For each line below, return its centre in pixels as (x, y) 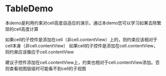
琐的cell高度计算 (22, 29)
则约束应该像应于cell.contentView (40, 52)
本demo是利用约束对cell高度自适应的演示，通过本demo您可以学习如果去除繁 (83, 23)
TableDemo (29, 9)
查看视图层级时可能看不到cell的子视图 (48, 68)
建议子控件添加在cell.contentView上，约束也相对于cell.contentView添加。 (80, 62)
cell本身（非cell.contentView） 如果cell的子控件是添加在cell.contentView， (82, 45)
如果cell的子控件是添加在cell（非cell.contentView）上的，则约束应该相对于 (81, 39)
